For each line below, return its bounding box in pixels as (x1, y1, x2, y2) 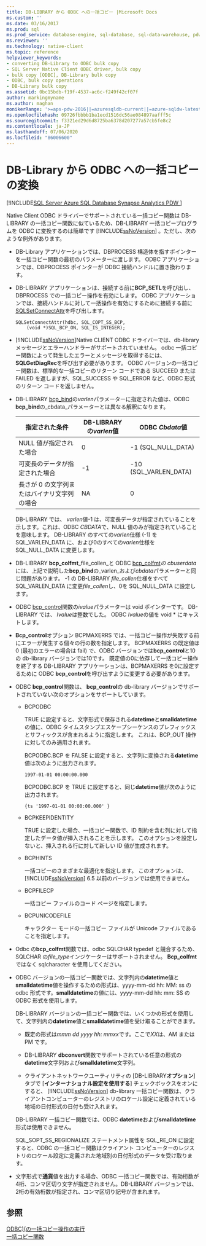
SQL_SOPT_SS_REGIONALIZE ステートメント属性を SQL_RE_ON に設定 (15, 1136, 195, 1143)
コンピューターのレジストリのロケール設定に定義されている (45, 1095, 196, 1102)
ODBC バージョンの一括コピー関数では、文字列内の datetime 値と (15, 973, 179, 981)
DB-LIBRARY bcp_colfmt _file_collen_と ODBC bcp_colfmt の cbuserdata (15, 559, 197, 566)
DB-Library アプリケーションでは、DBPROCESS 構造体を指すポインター (15, 248, 197, 255)
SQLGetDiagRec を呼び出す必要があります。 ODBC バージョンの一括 (15, 359, 188, 366)
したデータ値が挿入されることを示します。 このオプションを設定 (29, 834, 193, 842)
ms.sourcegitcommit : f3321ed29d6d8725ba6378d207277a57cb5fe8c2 (6, 117, 172, 123)
